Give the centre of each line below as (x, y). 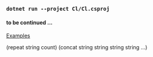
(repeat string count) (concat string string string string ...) (77, 47)
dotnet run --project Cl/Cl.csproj (58, 9)
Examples (18, 36)
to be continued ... (29, 22)
